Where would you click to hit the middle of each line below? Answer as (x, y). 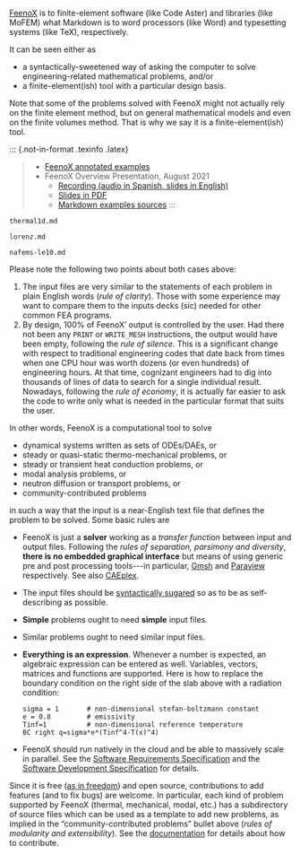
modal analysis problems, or (74, 474)
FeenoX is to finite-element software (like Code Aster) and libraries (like (141, 13)
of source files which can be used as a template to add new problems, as (144, 814)
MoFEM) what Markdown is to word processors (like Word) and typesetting (148, 22)
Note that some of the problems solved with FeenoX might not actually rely (147, 103)
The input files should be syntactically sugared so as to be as (135, 593)
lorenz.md (28, 237)
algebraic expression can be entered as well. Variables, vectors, (140, 664)
